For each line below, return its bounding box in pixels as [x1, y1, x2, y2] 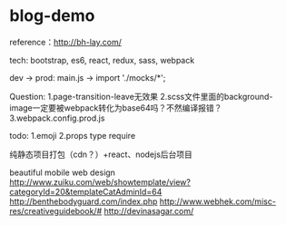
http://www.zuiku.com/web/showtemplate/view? [9, 176, 191, 187]
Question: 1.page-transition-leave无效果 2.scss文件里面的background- [9, 91, 273, 102]
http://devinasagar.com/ [104, 205, 194, 216]
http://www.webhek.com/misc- [159, 196, 277, 207]
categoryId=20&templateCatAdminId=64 [9, 186, 163, 197]
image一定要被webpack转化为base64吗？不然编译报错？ [9, 102, 222, 113]
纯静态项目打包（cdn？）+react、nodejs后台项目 [9, 149, 193, 160]
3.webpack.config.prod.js [9, 112, 105, 123]
